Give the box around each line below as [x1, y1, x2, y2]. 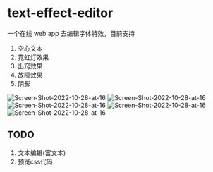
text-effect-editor [7, 5, 114, 21]
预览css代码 [17, 157, 53, 166]
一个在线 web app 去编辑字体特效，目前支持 [7, 29, 135, 37]
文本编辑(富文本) [17, 148, 66, 156]
